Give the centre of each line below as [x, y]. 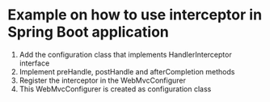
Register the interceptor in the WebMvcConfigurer [103, 80]
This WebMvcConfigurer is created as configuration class [115, 89]
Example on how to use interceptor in [135, 15]
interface [34, 63]
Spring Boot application [88, 32]
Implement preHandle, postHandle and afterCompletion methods [127, 71]
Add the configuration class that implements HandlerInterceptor [125, 54]
